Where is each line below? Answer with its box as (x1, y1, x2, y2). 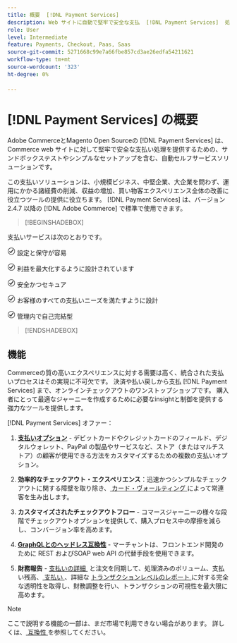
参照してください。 (54, 628, 110, 637)
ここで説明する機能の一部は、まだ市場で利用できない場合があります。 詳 (7, 619, 219, 627)
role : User (7, 26, 39, 33)
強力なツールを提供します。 (7, 404, 87, 412)
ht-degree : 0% (7, 71, 49, 78)
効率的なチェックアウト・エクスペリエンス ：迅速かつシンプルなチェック (17, 475, 227, 484)
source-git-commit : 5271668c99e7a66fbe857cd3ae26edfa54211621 (7, 49, 194, 56)
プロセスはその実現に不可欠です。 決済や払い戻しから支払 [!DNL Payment (13, 377, 227, 386)
